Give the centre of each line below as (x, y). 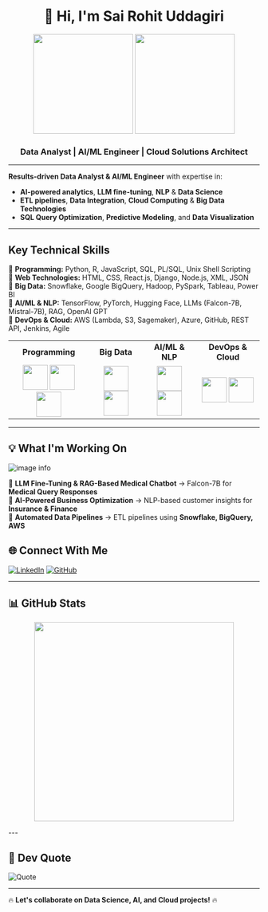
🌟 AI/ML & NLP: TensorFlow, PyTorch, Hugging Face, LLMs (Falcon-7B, (125, 303)
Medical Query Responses (53, 491)
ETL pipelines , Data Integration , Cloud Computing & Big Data (122, 200)
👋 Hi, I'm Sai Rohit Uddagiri (134, 16)
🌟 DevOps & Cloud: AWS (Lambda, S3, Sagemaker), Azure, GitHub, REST (129, 320)
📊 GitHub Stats (47, 604)
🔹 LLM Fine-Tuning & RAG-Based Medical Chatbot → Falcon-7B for (120, 483)
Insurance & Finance (43, 509)
